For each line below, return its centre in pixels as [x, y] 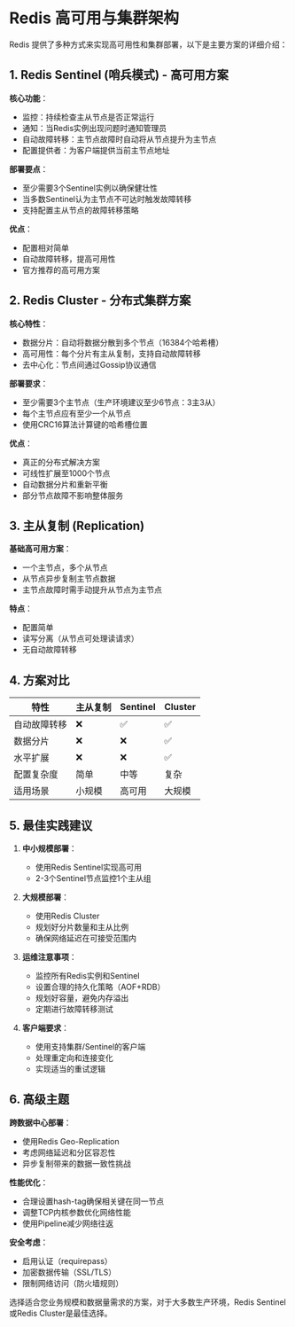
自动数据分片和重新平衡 [65, 484]
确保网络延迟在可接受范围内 [86, 938]
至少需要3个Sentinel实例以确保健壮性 [89, 188]
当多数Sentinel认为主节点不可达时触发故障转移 [107, 199]
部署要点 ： [29, 168]
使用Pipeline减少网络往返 [68, 1223]
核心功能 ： [29, 98]
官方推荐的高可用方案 [61, 269]
